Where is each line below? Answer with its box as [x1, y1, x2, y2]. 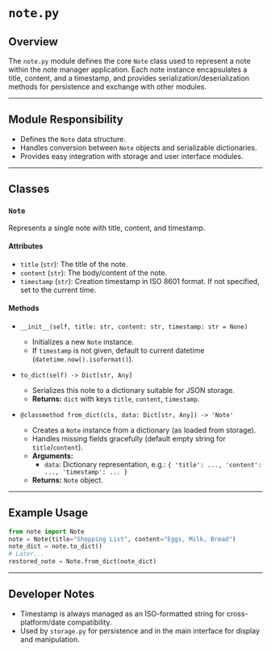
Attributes [8, 241, 44, 251]
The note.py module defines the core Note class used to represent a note [8, 56, 252, 65]
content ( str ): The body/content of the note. [19, 268, 168, 278]
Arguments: [31, 450, 74, 461]
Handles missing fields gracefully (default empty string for [31, 433, 226, 443]
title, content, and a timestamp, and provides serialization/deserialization [8, 73, 250, 82]
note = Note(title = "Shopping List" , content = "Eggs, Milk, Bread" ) [8, 535, 236, 543]
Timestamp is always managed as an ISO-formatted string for [19, 608, 225, 618]
